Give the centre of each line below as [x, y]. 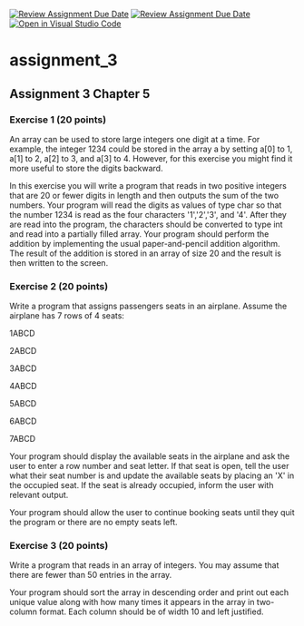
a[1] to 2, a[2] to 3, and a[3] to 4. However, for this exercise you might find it [151, 158]
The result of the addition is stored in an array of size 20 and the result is [145, 253]
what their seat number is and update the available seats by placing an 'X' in [152, 475]
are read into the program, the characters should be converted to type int [146, 224]
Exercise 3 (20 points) [59, 546]
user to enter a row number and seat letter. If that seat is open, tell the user [149, 466]
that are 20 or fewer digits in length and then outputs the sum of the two [144, 195]
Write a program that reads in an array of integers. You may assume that [144, 565]
